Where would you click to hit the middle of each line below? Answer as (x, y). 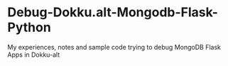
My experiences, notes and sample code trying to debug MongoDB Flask (114, 47)
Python (29, 27)
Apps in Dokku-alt (34, 55)
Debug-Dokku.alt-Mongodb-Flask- (113, 12)
